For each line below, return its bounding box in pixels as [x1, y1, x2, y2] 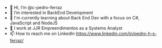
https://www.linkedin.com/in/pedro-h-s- [75, 31, 157, 36]
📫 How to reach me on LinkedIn [9, 31, 75, 36]
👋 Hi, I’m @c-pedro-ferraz [9, 5, 63, 10]
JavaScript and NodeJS [9, 20, 58, 26]
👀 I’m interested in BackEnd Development [9, 10, 93, 16]
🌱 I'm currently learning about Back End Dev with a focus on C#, [9, 15, 139, 20]
